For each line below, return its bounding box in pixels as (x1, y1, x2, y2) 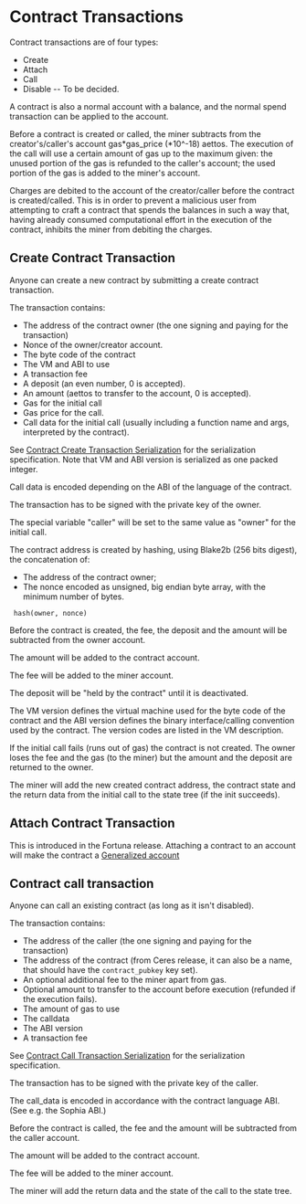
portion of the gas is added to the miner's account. (9, 167, 201, 178)
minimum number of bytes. (22, 591, 125, 602)
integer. (9, 463, 38, 474)
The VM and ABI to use (22, 358, 111, 369)
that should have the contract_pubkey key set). (22, 965, 198, 976)
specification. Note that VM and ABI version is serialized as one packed (9, 454, 279, 465)
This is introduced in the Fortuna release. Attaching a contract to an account (9, 840, 297, 850)
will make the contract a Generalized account (9, 850, 180, 861)
